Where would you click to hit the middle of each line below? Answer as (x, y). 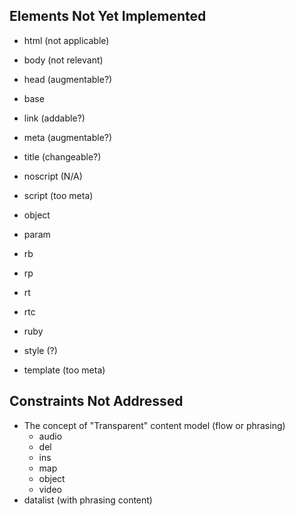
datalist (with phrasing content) (88, 500)
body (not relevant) (63, 60)
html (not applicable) (66, 40)
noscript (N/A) (53, 176)
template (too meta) (64, 370)
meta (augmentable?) (68, 137)
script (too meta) (58, 195)
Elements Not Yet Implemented (108, 16)
